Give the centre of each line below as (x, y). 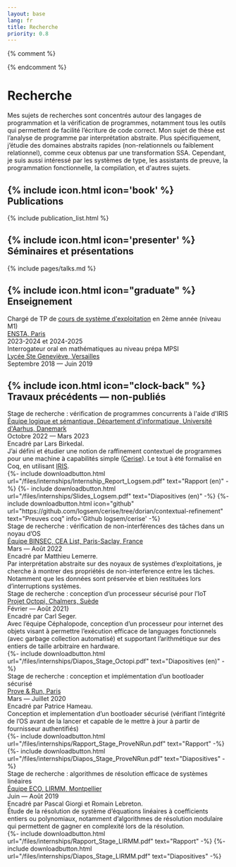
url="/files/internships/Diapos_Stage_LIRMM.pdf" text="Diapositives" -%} (114, 856)
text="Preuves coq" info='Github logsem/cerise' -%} (84, 519)
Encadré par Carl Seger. (42, 616)
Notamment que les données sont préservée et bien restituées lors (104, 579)
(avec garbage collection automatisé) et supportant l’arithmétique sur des (114, 639)
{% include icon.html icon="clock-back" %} (106, 386)
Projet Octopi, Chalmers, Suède (53, 602)
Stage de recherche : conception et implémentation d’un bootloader (106, 676)
